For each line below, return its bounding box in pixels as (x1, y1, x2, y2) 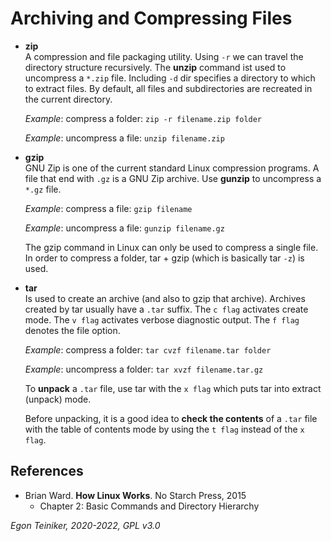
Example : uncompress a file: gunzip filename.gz (24, 222, 225, 234)
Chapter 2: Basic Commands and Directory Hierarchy (39, 500, 260, 512)
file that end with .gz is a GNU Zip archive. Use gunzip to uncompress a (24, 172, 322, 184)
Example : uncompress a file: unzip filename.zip (24, 132, 225, 144)
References (10, 463, 84, 480)
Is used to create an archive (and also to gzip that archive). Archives (24, 292, 306, 304)
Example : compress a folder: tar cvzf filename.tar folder (24, 343, 272, 356)
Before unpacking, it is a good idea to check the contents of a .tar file (24, 412, 318, 424)
